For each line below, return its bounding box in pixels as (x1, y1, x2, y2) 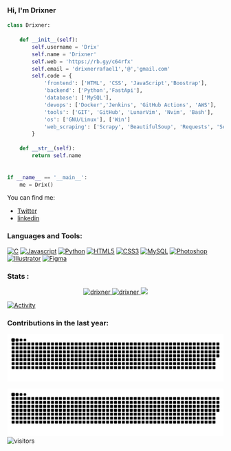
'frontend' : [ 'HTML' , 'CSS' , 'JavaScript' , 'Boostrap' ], (43, 80, 208, 87)
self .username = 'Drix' (32, 43, 100, 50)
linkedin (16, 214, 40, 222)
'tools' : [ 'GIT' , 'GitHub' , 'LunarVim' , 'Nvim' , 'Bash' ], (43, 108, 214, 115)
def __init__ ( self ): (19, 36, 78, 43)
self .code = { (32, 73, 72, 80)
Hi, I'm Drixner (7, 5, 56, 15)
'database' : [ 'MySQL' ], (43, 95, 112, 102)
